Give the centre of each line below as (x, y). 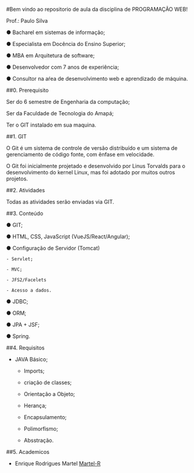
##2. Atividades (26, 190)
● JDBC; (17, 301)
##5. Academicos (28, 452)
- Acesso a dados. (29, 290)
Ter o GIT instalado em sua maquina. (51, 125)
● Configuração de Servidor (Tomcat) (53, 248)
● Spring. (18, 336)
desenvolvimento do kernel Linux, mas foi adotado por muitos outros (91, 172)
